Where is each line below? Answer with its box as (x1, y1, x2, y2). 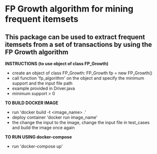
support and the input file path (12, 81, 73, 86)
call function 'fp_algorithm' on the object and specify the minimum (12, 75, 144, 81)
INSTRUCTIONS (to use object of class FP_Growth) (5, 61, 109, 66)
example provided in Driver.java (12, 85, 75, 91)
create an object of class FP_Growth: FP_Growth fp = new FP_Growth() (12, 70, 153, 76)
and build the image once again (12, 125, 75, 130)
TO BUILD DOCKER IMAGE (5, 100, 58, 106)
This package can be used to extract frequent (5, 33, 145, 41)
